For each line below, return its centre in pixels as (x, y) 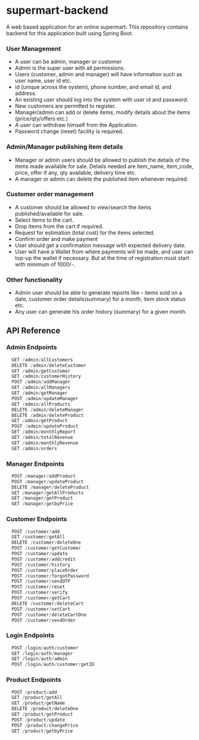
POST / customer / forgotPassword (50, 576)
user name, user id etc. (43, 80)
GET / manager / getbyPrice (42, 504)
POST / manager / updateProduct (48, 482)
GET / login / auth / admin (40, 659)
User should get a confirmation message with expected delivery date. (100, 245)
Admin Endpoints (32, 348)
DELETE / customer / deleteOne (46, 543)
